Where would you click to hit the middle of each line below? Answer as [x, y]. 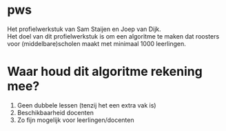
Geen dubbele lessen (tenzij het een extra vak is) [86, 105]
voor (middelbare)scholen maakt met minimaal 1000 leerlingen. [96, 43]
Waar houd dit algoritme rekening [105, 72]
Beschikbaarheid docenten [55, 112]
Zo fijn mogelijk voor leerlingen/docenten [75, 120]
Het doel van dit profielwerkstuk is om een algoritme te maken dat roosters [113, 36]
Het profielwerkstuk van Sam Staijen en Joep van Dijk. [84, 29]
